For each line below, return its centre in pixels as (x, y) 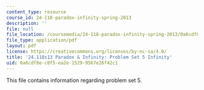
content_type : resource (36, 12)
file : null (20, 29)
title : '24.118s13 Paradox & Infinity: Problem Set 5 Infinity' (89, 57)
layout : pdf (21, 46)
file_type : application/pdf (42, 40)
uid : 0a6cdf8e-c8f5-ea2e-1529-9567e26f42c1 (62, 63)
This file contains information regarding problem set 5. (74, 80)
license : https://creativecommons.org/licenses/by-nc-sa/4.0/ (87, 52)
